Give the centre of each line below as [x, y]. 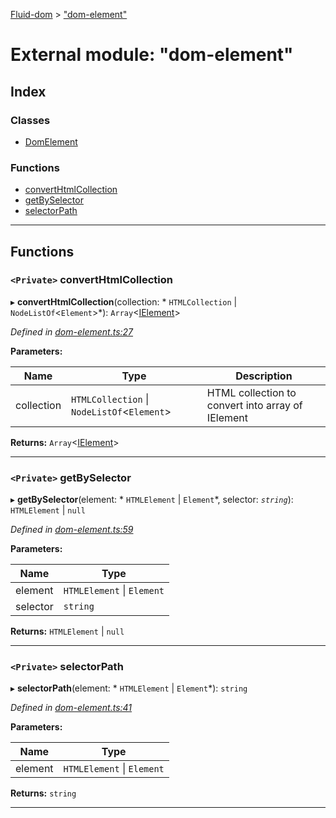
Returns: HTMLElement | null [67, 631]
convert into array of [254, 405]
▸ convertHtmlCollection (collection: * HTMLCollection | [124, 301]
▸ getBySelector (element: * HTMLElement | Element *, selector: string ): [152, 500]
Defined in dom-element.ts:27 [72, 331]
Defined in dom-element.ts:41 [71, 708]
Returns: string [43, 793]
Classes [30, 120]
